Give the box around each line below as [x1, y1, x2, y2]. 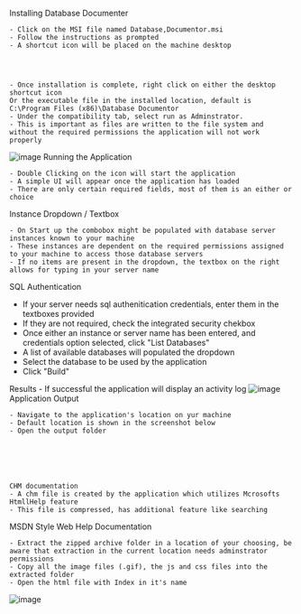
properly [9, 135, 42, 144]
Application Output [9, 393, 79, 404]
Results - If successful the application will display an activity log [9, 384, 247, 394]
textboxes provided [22, 309, 95, 319]
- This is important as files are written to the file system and [9, 120, 264, 129]
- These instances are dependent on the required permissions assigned [9, 242, 284, 251]
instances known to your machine [9, 234, 135, 243]
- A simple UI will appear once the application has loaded [9, 177, 241, 186]
